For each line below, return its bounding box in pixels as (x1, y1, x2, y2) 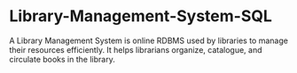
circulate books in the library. (9, 54, 115, 64)
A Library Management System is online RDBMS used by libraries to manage (9, 35, 288, 46)
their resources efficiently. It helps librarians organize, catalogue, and (9, 44, 263, 55)
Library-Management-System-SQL (9, 6, 273, 26)
